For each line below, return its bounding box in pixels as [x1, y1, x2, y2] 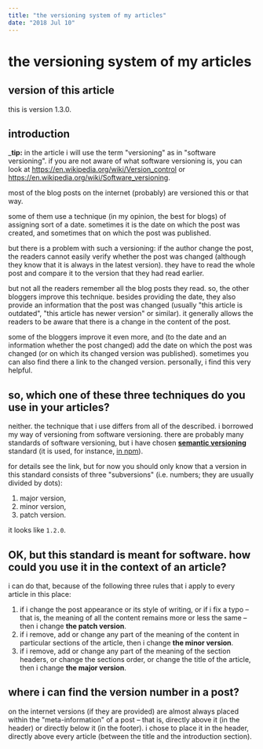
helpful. [8, 365, 33, 375]
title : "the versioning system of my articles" [8, 11, 167, 20]
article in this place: [8, 589, 72, 598]
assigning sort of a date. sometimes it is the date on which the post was [8, 220, 241, 230]
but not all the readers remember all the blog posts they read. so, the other [8, 284, 250, 293]
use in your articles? [8, 401, 110, 414]
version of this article [8, 84, 115, 97]
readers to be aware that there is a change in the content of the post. [8, 317, 232, 326]
